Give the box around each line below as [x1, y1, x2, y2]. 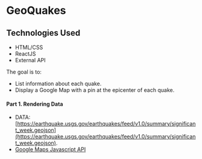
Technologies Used [6, 28, 80, 38]
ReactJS [14, 50, 36, 57]
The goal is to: [6, 68, 42, 76]
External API [14, 57, 46, 63]
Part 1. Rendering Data [6, 100, 63, 108]
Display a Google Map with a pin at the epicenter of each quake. [14, 86, 175, 94]
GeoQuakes [6, 4, 66, 18]
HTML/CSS [14, 44, 43, 51]
